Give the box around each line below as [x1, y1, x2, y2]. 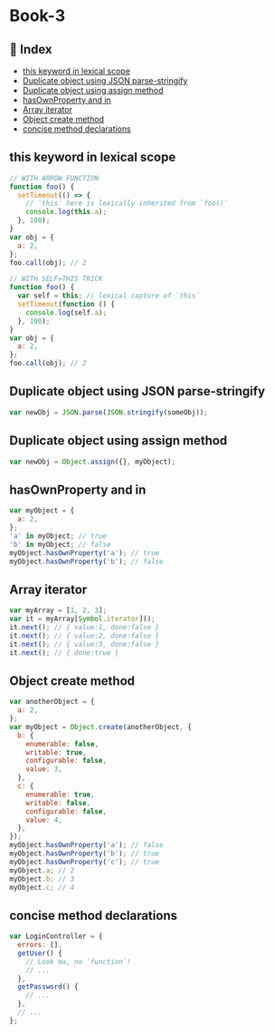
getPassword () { [17, 982, 79, 991]
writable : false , [25, 798, 91, 807]
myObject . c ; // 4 [9, 883, 75, 892]
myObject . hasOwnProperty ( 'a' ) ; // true [9, 548, 160, 558]
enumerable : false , [25, 739, 99, 748]
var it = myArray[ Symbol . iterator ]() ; [9, 614, 156, 624]
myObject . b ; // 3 [9, 874, 75, 883]
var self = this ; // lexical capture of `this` [17, 291, 201, 300]
